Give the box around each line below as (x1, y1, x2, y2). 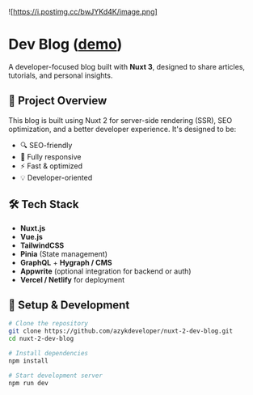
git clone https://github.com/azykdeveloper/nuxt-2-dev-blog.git (8, 327, 233, 335)
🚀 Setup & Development (8, 298, 130, 312)
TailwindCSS (19, 240, 65, 250)
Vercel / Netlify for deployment (19, 274, 125, 284)
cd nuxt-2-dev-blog (8, 335, 74, 343)
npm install (8, 356, 48, 365)
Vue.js (19, 231, 43, 241)
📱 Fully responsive (19, 151, 82, 161)
